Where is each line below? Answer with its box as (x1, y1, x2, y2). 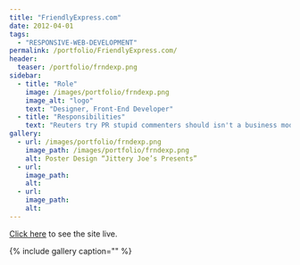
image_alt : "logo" (25, 95, 94, 105)
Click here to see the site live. (9, 228, 118, 239)
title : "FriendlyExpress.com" (9, 12, 122, 22)
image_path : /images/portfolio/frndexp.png (25, 145, 190, 154)
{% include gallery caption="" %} (9, 245, 132, 256)
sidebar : (9, 71, 42, 80)
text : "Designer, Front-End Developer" (25, 104, 174, 113)
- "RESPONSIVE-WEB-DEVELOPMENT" (17, 37, 138, 47)
